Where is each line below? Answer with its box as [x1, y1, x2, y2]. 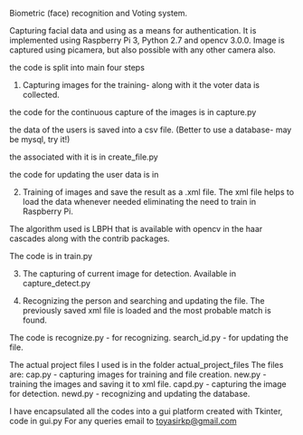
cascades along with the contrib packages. [9, 233, 170, 244]
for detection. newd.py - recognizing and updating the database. [9, 389, 251, 399]
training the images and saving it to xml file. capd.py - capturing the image [9, 379, 287, 389]
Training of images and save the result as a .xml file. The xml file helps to [22, 187, 295, 198]
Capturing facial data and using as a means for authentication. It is [9, 25, 257, 35]
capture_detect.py [22, 278, 90, 288]
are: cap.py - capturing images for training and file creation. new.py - [9, 369, 267, 380]
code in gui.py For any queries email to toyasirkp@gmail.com [9, 416, 237, 426]
